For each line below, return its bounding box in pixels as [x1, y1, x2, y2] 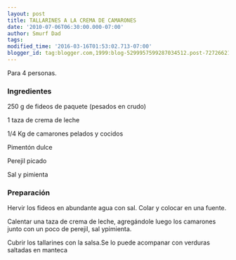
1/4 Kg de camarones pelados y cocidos [7, 129, 124, 138]
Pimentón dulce [7, 143, 53, 152]
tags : [7, 37, 23, 44]
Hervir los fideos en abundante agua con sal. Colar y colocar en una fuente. [7, 204, 227, 212]
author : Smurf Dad [7, 30, 61, 37]
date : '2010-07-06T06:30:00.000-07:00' [7, 23, 124, 30]
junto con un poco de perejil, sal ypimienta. [7, 225, 132, 233]
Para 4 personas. [7, 68, 58, 77]
